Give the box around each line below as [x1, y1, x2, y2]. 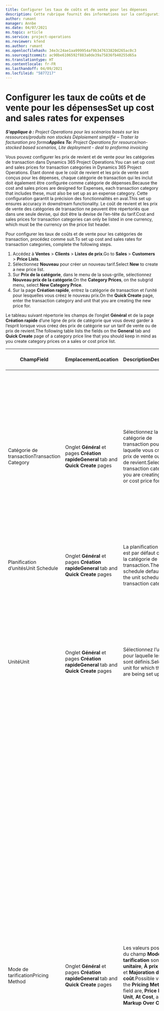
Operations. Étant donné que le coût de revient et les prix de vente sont [5, 169, 149, 175]
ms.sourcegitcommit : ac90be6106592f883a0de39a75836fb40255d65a [5, 52, 137, 58]
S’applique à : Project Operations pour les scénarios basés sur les [5, 129, 139, 135]
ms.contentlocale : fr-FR [5, 62, 56, 67]
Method [8, 978, 26, 985]
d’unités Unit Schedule [8, 564, 58, 571]
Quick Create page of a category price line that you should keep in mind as [5, 333, 157, 339]
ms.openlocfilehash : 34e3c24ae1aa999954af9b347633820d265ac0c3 [5, 48, 137, 53]
